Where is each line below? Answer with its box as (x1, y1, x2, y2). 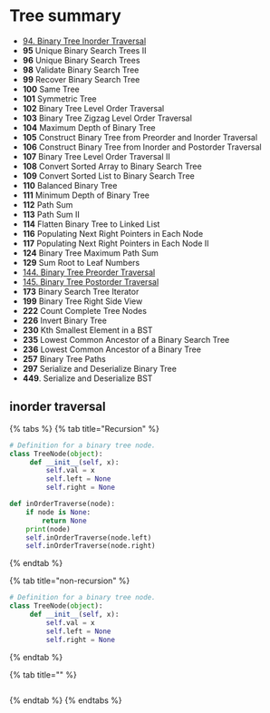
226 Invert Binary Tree (22, 315, 107, 326)
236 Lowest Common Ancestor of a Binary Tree (22, 344, 202, 355)
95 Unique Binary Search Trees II (22, 44, 147, 55)
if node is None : (25, 507, 92, 517)
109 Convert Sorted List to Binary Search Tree (22, 170, 195, 181)
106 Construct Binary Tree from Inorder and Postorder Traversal (22, 142, 262, 152)
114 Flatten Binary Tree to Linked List (22, 219, 160, 230)
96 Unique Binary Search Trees (22, 54, 140, 65)
